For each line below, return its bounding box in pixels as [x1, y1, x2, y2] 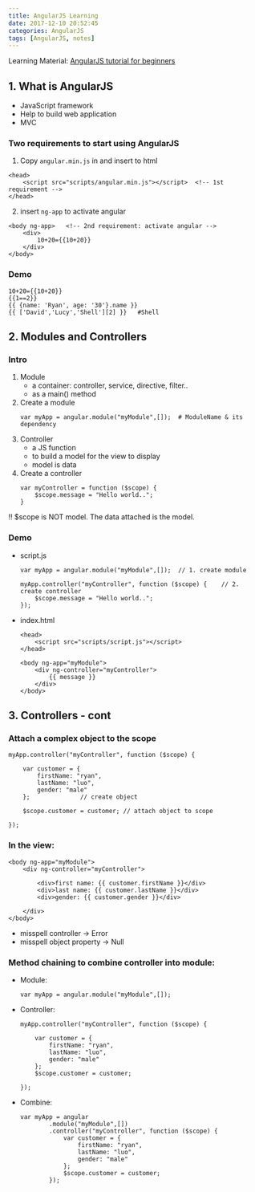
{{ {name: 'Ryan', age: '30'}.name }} [8, 301, 138, 309]
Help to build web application [19, 109, 117, 119]
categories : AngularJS [8, 26, 84, 35]
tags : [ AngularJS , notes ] [8, 34, 95, 43]
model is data [31, 460, 77, 470]
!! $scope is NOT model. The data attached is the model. [8, 512, 195, 522]
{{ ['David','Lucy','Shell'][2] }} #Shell [8, 308, 160, 316]
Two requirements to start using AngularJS [8, 137, 180, 148]
